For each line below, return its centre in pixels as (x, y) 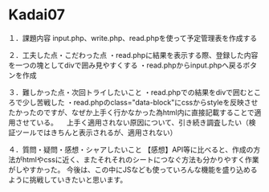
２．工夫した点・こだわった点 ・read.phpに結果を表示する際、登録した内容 (133, 55)
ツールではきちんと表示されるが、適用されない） (96, 132)
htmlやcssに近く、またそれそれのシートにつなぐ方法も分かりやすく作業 (141, 159)
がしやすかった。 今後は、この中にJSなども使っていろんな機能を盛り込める (133, 170)
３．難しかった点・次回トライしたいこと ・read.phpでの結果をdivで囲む (128, 92)
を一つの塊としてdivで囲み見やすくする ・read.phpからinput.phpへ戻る (126, 65)
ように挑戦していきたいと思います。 (68, 179)
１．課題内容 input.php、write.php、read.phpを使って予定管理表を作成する (133, 38)
